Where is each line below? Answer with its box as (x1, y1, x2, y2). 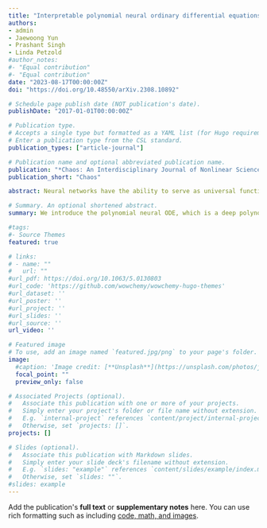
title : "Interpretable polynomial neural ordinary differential (8, 11, 226, 20)
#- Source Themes (8, 231, 66, 239)
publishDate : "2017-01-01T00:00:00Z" (8, 107, 133, 115)
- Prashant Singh (8, 41, 66, 49)
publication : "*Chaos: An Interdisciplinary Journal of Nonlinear (8, 165, 233, 173)
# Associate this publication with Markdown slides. (8, 451, 194, 459)
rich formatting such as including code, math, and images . (8, 511, 199, 520)
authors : (8, 19, 37, 27)
